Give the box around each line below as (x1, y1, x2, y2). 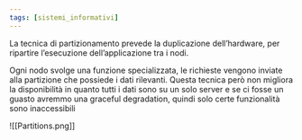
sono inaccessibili (9, 102, 76, 113)
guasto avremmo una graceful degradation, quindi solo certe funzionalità (9, 93, 280, 104)
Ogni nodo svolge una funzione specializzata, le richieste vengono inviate (9, 65, 283, 75)
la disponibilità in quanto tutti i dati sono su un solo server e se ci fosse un (9, 83, 284, 94)
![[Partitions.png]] (9, 120, 76, 131)
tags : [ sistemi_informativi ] (9, 13, 119, 22)
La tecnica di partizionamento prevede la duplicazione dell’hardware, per (9, 38, 280, 48)
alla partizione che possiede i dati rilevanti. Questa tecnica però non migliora (9, 74, 294, 85)
